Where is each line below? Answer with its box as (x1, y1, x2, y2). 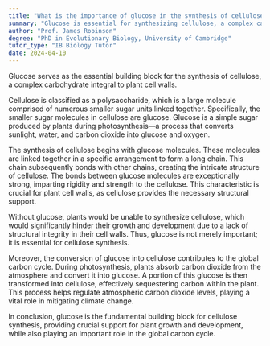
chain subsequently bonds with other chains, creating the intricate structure (8, 163, 260, 171)
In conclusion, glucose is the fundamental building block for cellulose (8, 311, 238, 321)
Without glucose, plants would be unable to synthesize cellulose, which (8, 212, 245, 221)
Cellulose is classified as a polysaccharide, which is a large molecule (8, 96, 237, 105)
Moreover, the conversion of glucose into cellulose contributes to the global (8, 253, 259, 262)
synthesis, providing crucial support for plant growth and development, (8, 320, 243, 330)
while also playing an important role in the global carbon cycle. (8, 329, 216, 338)
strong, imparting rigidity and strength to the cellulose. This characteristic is (8, 179, 260, 189)
